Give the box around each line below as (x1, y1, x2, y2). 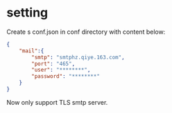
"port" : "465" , (31, 60, 76, 67)
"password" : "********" (31, 73, 100, 80)
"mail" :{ (19, 47, 44, 54)
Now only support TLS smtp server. (6, 98, 108, 106)
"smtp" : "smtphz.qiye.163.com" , (31, 54, 126, 61)
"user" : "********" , (31, 67, 91, 74)
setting (6, 5, 49, 21)
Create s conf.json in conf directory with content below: (6, 28, 166, 36)
